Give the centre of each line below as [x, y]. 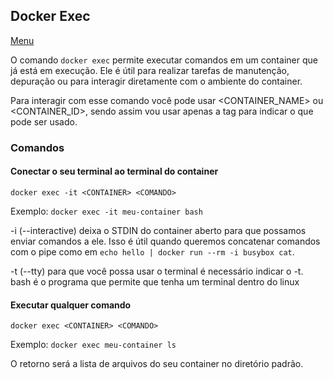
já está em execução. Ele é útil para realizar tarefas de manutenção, [150, 70]
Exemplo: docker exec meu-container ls [93, 345]
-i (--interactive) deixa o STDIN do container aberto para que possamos [158, 230]
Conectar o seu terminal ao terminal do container [114, 171]
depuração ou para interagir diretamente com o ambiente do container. [156, 81]
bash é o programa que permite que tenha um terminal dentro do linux [155, 281]
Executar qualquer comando [71, 305]
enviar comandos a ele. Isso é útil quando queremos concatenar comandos [165, 241]
